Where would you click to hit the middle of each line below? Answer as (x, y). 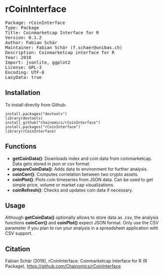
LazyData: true (23, 77)
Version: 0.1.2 (23, 37)
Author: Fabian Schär (31, 42)
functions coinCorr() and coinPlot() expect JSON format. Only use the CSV (82, 223)
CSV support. (19, 233)
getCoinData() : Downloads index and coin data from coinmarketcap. (82, 158)
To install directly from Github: (36, 105)
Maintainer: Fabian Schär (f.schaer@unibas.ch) (64, 47)
